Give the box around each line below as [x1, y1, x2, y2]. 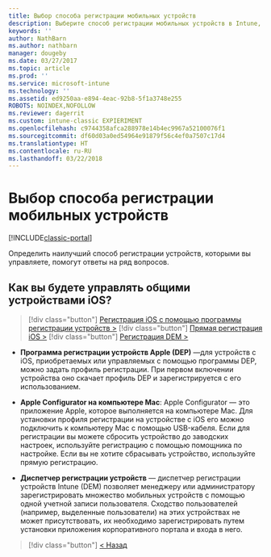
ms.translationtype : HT [8, 139, 89, 148]
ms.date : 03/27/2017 [8, 57, 78, 65]
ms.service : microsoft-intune [8, 79, 110, 87]
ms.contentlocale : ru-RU [8, 147, 92, 155]
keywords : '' [8, 27, 52, 35]
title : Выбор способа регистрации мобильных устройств [8, 11, 197, 20]
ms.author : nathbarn [8, 42, 78, 50]
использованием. [19, 382, 81, 392]
